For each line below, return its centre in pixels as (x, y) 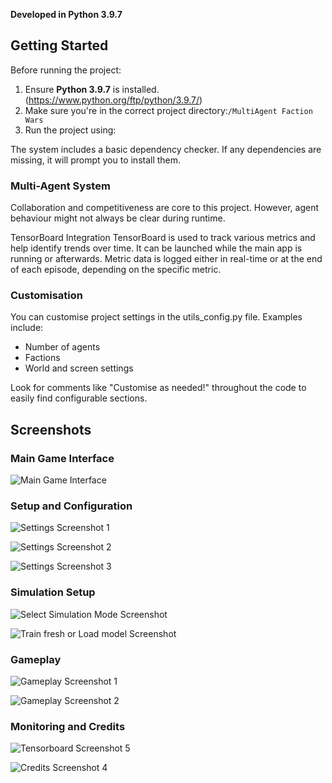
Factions (42, 358)
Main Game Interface (62, 458)
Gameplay (36, 659)
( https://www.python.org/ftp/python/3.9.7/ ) (113, 100)
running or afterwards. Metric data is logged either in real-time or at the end (166, 259)
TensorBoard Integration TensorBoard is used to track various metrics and (163, 238)
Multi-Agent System (60, 186)
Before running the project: (66, 70)
